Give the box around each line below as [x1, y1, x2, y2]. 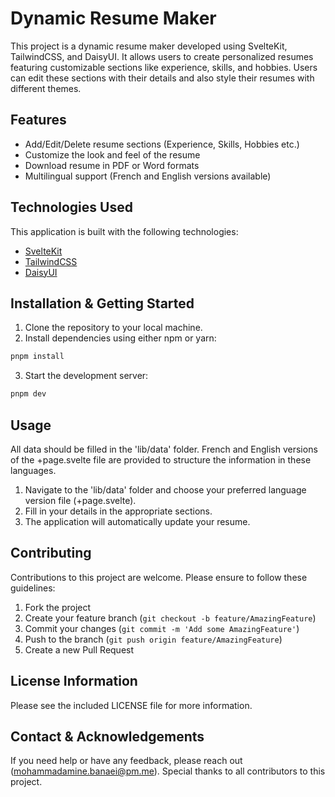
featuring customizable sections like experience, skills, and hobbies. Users [10, 61, 318, 73]
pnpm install [10, 352, 65, 362]
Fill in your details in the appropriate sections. [24, 505, 213, 517]
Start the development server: [24, 370, 149, 382]
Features [10, 112, 67, 129]
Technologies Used [10, 199, 133, 216]
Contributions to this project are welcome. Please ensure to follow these [10, 571, 308, 583]
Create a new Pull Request [24, 643, 135, 656]
